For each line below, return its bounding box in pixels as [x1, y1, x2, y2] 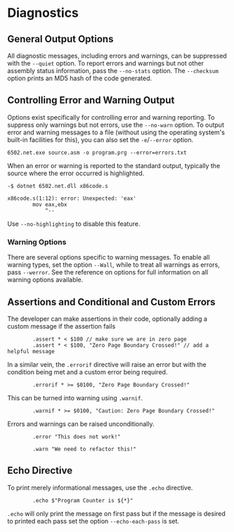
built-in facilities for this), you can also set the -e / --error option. [7, 135, 194, 144]
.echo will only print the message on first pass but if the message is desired [7, 509, 226, 518]
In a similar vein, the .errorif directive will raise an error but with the [7, 360, 207, 369]
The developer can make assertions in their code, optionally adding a [7, 315, 207, 323]
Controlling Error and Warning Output [7, 94, 175, 106]
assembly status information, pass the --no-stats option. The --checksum [7, 67, 219, 75]
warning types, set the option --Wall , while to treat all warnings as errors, [7, 260, 220, 269]
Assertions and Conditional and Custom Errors [7, 296, 216, 308]
